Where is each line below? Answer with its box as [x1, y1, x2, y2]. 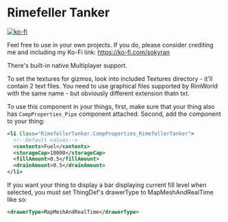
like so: [7, 195, 27, 203]
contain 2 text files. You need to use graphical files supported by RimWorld [7, 82, 218, 90]
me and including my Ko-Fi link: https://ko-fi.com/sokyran [7, 48, 170, 56]
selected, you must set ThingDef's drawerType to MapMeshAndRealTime [7, 188, 214, 197]
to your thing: [7, 116, 45, 125]
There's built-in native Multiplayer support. [7, 61, 128, 69]
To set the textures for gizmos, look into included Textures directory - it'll [7, 74, 213, 83]
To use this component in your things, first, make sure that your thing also [7, 102, 215, 110]
